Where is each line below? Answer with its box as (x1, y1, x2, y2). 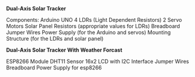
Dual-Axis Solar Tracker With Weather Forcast (6, 46, 123, 53)
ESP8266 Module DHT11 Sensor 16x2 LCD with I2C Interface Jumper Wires (6, 58, 190, 65)
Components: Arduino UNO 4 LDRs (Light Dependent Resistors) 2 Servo (6, 16, 183, 23)
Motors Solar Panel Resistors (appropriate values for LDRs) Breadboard (6, 23, 180, 29)
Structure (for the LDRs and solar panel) (6, 35, 104, 42)
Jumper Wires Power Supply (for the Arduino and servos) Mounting (6, 29, 171, 36)
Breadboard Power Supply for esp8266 (6, 64, 102, 71)
